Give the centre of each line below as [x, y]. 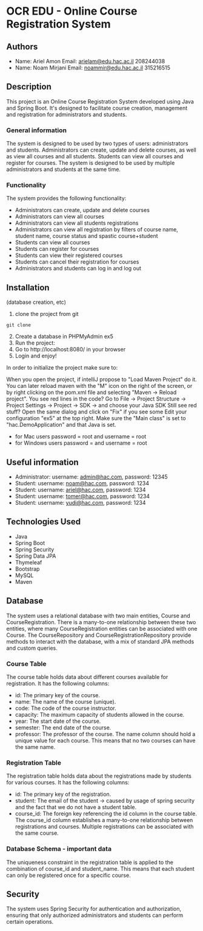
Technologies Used [43, 522]
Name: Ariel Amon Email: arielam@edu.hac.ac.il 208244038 [90, 61]
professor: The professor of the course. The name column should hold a [105, 734]
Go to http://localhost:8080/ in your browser [70, 350]
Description [29, 87]
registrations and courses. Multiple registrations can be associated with [104, 827]
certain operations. [30, 922]
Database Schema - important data [59, 849]
